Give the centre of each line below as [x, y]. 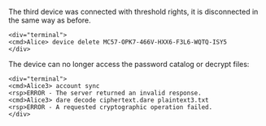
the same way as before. [50, 20]
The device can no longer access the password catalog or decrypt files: [129, 64]
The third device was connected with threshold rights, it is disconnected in [133, 12]
